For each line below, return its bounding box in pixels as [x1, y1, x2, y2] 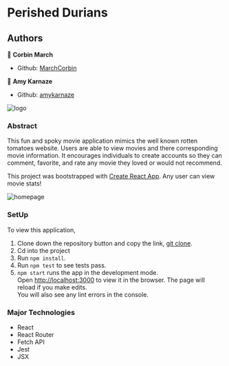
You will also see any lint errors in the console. [17, 290, 149, 298]
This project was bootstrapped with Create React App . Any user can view [7, 172, 215, 181]
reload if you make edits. [17, 283, 87, 291]
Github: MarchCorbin [17, 64, 77, 72]
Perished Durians [7, 5, 108, 21]
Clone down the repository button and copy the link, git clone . [17, 239, 193, 247]
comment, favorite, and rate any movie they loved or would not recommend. [7, 159, 222, 167]
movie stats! [7, 179, 42, 187]
